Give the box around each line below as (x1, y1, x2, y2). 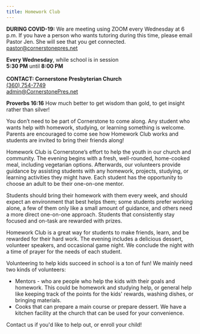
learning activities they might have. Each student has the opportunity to (6, 173, 183, 180)
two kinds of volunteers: (6, 266, 66, 273)
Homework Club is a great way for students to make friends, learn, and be (6, 228, 189, 236)
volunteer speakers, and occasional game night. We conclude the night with (6, 241, 194, 249)
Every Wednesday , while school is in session (6, 56, 119, 63)
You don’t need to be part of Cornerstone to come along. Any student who (6, 118, 190, 125)
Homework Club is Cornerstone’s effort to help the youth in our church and (6, 148, 191, 155)
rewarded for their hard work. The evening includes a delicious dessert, (6, 235, 183, 242)
